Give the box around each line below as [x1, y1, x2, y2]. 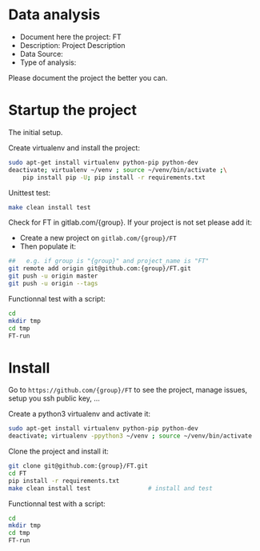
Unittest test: [8, 188, 50, 198]
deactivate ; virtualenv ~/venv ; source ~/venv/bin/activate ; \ [8, 166, 227, 174]
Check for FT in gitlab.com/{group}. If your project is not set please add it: [8, 218, 253, 227]
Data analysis [8, 6, 101, 24]
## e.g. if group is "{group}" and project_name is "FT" [8, 258, 210, 266]
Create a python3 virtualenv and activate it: [8, 409, 150, 419]
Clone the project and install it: [8, 446, 110, 457]
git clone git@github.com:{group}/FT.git [8, 462, 149, 470]
